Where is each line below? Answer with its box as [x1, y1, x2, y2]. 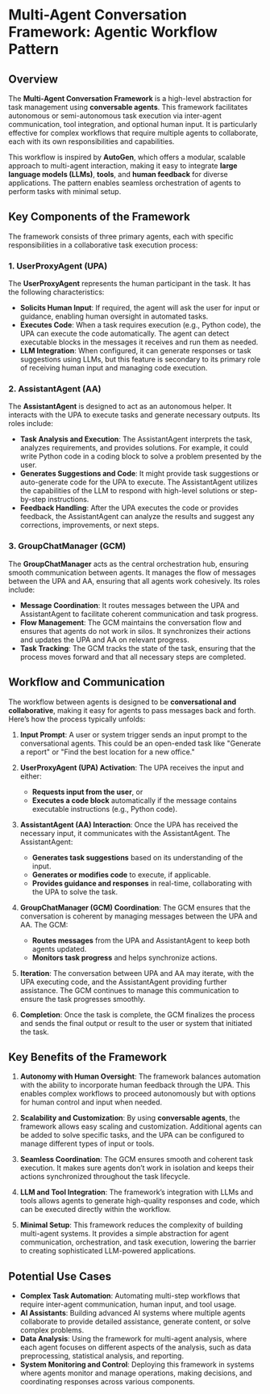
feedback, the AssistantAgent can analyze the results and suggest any [19, 512, 255, 522]
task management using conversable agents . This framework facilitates [8, 103, 248, 112]
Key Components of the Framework [8, 210, 191, 224]
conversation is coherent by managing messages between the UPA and [19, 911, 258, 921]
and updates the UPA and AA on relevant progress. [19, 635, 189, 644]
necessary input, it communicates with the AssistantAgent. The [19, 828, 231, 838]
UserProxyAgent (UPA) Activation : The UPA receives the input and [19, 762, 244, 772]
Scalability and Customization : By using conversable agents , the [19, 1113, 240, 1123]
